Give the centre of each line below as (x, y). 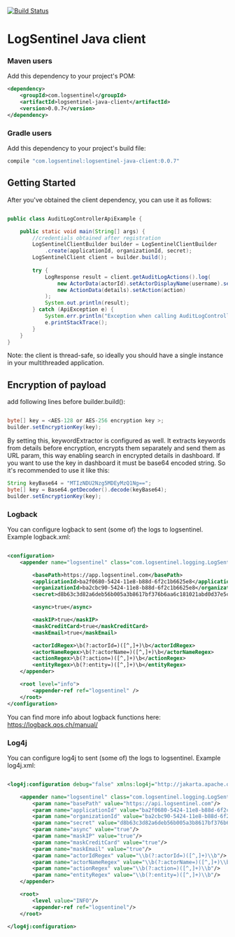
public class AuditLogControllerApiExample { (74, 218)
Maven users (30, 61)
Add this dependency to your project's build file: (77, 148)
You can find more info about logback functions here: (84, 717)
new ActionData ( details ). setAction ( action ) (122, 290)
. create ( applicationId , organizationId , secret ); (118, 251)
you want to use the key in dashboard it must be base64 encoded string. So (116, 463)
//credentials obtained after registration (97, 238)
